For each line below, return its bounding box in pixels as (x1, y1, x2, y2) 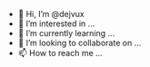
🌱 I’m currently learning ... (17, 28, 115, 38)
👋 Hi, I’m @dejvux (17, 9, 85, 19)
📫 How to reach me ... (17, 48, 103, 58)
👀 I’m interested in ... (17, 18, 95, 29)
